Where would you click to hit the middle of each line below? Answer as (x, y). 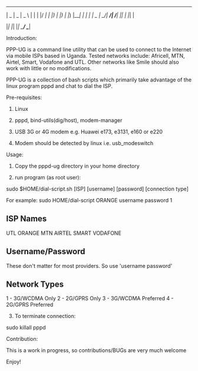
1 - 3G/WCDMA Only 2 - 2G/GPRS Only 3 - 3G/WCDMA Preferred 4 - (90, 298)
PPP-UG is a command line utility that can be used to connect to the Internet (99, 50)
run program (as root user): (48, 177)
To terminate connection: (45, 316)
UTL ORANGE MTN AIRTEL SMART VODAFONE (64, 233)
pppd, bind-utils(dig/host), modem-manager (68, 120)
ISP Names (27, 219)
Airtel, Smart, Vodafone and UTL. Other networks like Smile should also (93, 62)
